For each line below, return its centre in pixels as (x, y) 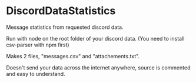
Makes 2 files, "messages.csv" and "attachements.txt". (73, 56)
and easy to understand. (36, 74)
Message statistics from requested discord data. (65, 27)
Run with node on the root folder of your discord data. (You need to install (95, 38)
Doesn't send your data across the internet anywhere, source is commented (98, 67)
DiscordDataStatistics (61, 11)
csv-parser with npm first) (38, 45)
